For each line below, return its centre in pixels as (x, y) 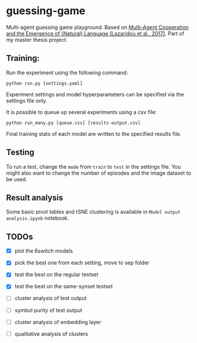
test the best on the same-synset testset (64, 286)
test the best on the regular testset (56, 275)
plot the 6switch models (44, 251)
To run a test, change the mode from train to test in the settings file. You (94, 166)
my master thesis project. (37, 40)
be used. (17, 179)
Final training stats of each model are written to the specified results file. (94, 133)
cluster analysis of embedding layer (58, 322)
